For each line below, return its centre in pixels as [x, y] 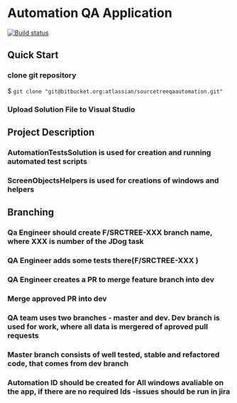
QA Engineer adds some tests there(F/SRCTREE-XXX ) [103, 261]
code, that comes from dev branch [68, 363]
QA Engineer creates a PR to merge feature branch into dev [111, 279]
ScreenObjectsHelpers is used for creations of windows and [113, 181]
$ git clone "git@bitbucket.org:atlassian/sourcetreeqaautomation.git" [115, 91]
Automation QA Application [90, 13]
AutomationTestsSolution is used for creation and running [109, 152]
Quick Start [33, 55]
